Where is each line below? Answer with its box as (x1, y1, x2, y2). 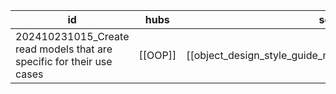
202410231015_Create (15, 30, 130, 43)
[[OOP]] (138, 49, 177, 62)
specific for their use (15, 55, 113, 68)
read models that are (15, 42, 113, 56)
